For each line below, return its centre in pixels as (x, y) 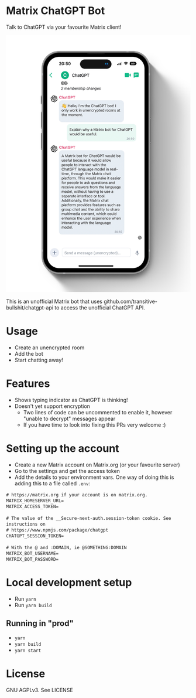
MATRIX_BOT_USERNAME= (32, 553)
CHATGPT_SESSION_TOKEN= (35, 536)
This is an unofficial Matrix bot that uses (54, 302)
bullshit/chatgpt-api (30, 308)
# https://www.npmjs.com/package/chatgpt (57, 530)
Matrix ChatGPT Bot (56, 11)
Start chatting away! (39, 360)
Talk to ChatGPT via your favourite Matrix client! (64, 27)
